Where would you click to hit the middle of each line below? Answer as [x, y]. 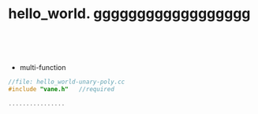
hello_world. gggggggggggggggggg [129, 14]
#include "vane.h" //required [61, 89]
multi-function [43, 67]
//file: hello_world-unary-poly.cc [67, 82]
